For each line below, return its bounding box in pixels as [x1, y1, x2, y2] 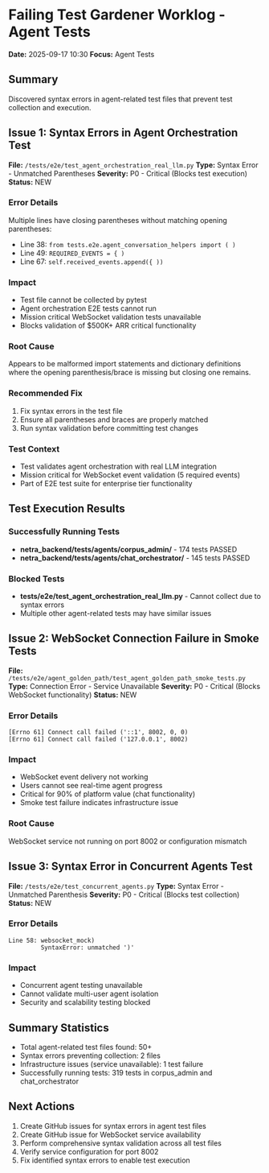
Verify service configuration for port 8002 [19, 1146, 159, 1156]
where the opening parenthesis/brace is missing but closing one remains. [8, 368, 251, 378]
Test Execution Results [8, 502, 126, 516]
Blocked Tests [8, 573, 65, 584]
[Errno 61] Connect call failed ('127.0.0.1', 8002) [8, 735, 189, 744]
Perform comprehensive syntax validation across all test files [19, 1138, 222, 1148]
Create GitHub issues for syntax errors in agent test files [19, 1121, 207, 1130]
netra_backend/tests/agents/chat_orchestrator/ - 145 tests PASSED [19, 553, 251, 563]
